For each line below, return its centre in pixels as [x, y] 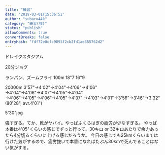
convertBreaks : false [27, 38]
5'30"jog [14, 113]
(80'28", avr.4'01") [24, 103]
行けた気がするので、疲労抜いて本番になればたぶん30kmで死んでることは [80, 141]
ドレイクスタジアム [24, 56]
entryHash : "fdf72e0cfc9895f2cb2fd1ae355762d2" [55, 42]
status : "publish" [24, 28]
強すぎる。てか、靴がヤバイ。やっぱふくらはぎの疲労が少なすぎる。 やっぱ [81, 123]
